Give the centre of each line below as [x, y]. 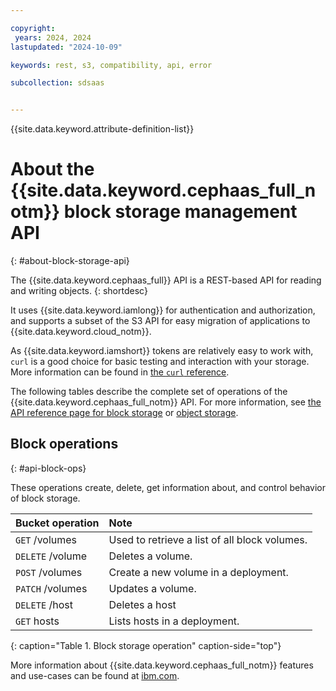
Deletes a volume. [150, 556]
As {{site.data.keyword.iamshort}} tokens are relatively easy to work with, [162, 351]
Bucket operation [57, 523]
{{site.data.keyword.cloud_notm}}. [81, 332]
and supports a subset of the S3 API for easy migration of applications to [160, 321]
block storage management [180, 212]
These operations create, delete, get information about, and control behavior [168, 487]
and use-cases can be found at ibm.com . [95, 675]
